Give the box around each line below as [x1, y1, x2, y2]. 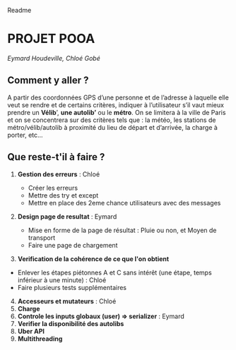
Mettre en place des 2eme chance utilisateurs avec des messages [28, 198, 221, 207]
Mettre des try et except [28, 191, 99, 200]
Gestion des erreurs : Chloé [17, 169, 100, 179]
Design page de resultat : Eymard [17, 212, 117, 221]
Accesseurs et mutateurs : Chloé [17, 296, 117, 306]
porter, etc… [7, 131, 44, 139]
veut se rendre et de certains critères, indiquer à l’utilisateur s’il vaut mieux [7, 100, 225, 109]
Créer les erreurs [28, 183, 78, 192]
